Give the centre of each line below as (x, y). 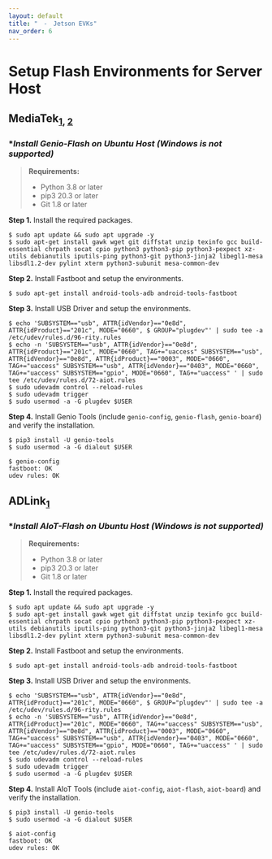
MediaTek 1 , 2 (41, 119)
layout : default (36, 16)
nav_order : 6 (30, 31)
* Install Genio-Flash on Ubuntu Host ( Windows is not (115, 144)
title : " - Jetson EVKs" (53, 24)
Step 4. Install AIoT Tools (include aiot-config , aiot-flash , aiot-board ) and (135, 789)
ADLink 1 (29, 502)
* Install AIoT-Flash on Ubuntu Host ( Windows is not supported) (136, 526)
